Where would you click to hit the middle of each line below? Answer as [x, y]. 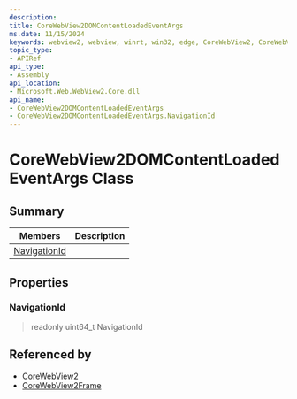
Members [40, 236]
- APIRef [25, 58]
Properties [39, 283]
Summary [37, 211]
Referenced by [50, 355]
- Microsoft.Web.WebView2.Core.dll [75, 91]
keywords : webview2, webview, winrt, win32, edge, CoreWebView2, [132, 42]
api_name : [27, 100]
